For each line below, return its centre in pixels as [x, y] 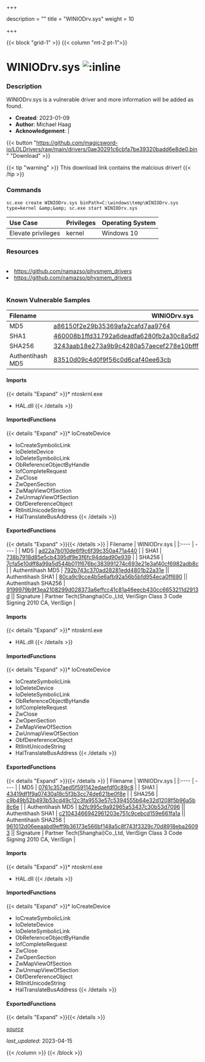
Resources [23, 251]
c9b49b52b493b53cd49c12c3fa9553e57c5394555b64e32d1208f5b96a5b [101, 800]
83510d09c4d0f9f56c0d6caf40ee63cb [112, 360]
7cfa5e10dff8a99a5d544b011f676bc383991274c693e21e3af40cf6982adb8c [103, 563]
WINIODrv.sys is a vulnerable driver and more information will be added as [100, 100]
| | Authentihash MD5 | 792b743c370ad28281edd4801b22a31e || [88, 570]
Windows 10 [120, 233]
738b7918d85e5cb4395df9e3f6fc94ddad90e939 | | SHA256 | [85, 557]
